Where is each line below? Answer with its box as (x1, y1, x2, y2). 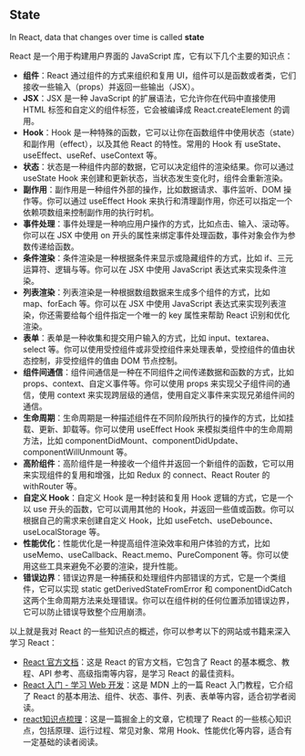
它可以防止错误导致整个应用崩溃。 (22, 606, 151, 617)
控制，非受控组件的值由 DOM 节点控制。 (30, 355, 183, 366)
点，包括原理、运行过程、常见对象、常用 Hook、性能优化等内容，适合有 (22, 725, 293, 736)
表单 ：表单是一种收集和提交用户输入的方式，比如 (22, 332, 207, 343)
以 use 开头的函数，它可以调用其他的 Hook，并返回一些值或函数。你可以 (22, 503, 295, 514)
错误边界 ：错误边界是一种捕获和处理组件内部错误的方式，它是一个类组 (22, 572, 287, 583)
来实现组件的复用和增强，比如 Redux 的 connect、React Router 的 (22, 469, 270, 480)
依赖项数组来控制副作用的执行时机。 (22, 206, 159, 217)
